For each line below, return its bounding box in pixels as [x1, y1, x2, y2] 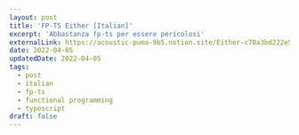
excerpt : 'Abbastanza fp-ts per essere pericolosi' [9, 29, 205, 38]
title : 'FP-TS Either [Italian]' [9, 21, 133, 30]
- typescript [17, 104, 66, 113]
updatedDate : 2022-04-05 [9, 54, 101, 63]
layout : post [9, 12, 58, 22]
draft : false [9, 112, 58, 121]
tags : [9, 63, 29, 72]
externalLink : [9, 37, 62, 47]
